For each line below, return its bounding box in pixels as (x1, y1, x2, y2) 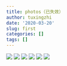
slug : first (6, 25, 36, 32)
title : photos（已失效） (6, 8, 64, 15)
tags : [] (6, 37, 28, 43)
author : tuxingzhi (6, 14, 52, 20)
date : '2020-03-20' (6, 20, 55, 26)
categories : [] (6, 31, 44, 37)
